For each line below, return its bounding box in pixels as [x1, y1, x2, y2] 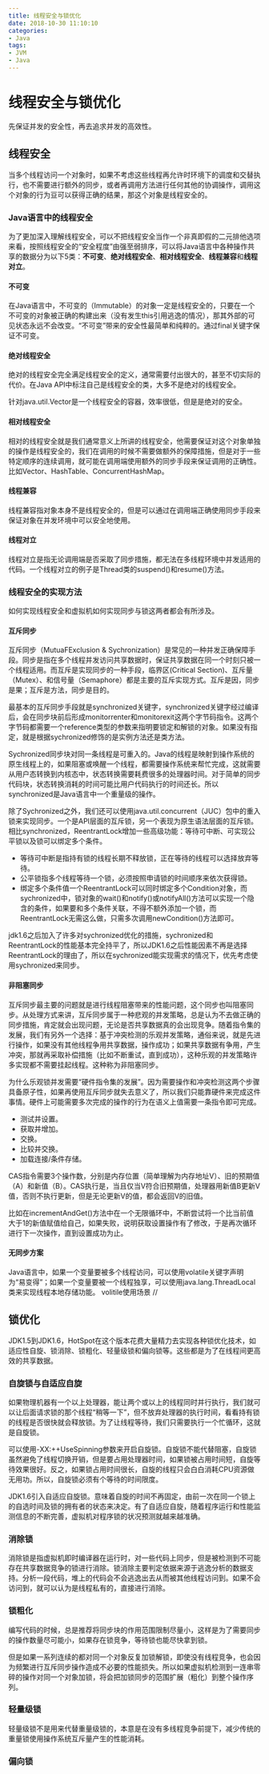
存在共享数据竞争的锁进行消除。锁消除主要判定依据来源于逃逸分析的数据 [8, 1563, 247, 1573]
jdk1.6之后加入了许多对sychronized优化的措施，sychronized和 [8, 931, 214, 940]
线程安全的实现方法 [8, 586, 82, 597]
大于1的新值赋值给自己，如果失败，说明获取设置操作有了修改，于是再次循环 [8, 1218, 257, 1228]
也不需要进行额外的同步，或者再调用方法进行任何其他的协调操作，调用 [22, 179, 254, 189]
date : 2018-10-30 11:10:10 [8, 19, 98, 27]
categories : [8, 26, 48, 34]
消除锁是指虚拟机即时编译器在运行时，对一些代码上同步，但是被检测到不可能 [8, 1553, 261, 1563]
